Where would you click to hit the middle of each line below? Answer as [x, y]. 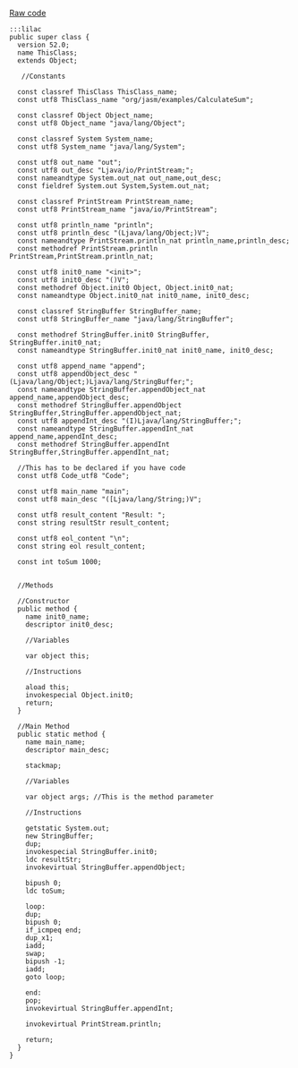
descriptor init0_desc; [70, 625]
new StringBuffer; [60, 836]
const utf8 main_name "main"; [73, 491]
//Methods [35, 585]
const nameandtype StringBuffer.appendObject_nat [111, 389]
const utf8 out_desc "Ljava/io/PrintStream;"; [106, 170]
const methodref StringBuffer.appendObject [99, 406]
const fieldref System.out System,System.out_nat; [114, 186]
